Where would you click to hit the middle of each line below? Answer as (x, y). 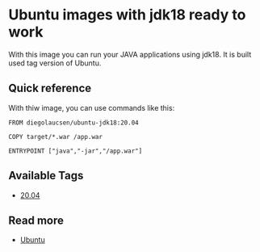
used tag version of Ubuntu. (55, 63)
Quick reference (50, 88)
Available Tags (46, 176)
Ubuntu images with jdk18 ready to (127, 15)
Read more (36, 220)
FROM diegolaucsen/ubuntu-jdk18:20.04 (73, 123)
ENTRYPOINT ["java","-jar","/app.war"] (75, 151)
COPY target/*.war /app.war (56, 136)
